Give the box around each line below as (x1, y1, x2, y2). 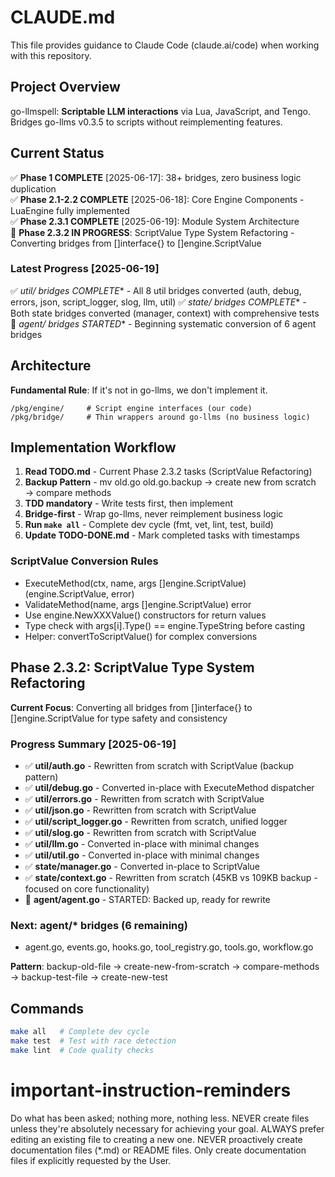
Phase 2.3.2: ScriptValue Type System (10, 659, 255, 676)
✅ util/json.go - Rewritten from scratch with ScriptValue (24, 804, 257, 816)
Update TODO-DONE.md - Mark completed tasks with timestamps (24, 529, 300, 541)
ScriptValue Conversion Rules (10, 554, 159, 568)
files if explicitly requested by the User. (10, 1154, 172, 1166)
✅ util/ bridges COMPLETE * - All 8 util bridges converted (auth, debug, (10, 284, 302, 296)
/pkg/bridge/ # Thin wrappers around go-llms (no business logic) (10, 412, 311, 422)
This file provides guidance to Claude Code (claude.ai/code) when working (10, 39, 320, 51)
